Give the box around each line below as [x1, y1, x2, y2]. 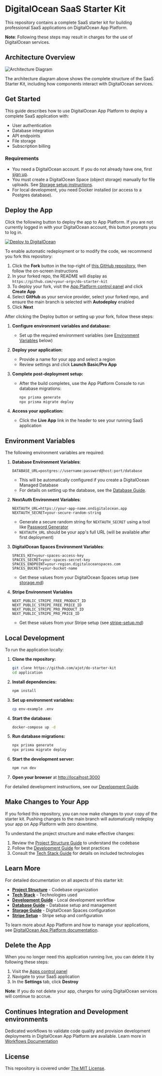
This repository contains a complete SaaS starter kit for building [5, 19, 132, 25]
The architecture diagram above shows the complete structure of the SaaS [5, 75, 154, 81]
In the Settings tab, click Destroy [12, 979, 79, 985]
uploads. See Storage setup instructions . [12, 181, 93, 188]
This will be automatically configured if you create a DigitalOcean [19, 477, 149, 483]
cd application [12, 670, 43, 675]
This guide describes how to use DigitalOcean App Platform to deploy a [5, 108, 147, 114]
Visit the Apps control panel [12, 969, 68, 974]
